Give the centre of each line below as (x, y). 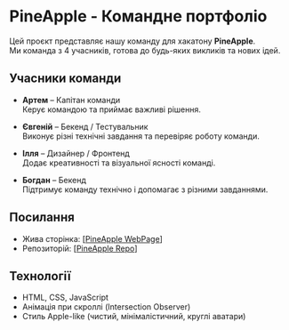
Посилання (42, 217)
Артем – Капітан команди (71, 100)
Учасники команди (65, 79)
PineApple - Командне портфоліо (138, 16)
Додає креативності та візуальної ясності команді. (119, 163)
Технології (40, 276)
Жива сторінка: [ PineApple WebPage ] (92, 238)
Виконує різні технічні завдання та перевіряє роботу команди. (140, 136)
